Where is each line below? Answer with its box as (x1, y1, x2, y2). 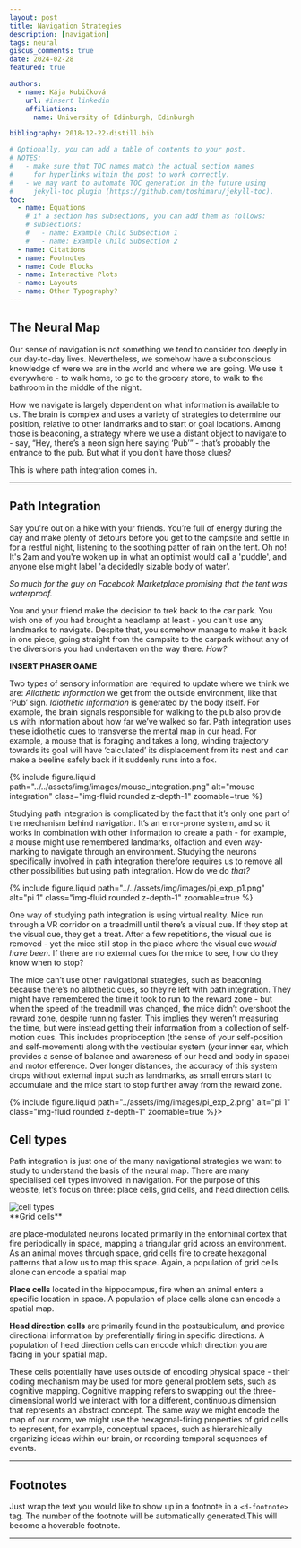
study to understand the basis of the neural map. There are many (9, 1165, 250, 1176)
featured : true (9, 64, 66, 73)
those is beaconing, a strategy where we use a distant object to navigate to (9, 428, 287, 439)
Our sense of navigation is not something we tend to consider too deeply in (9, 344, 287, 354)
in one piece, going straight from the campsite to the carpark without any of (9, 633, 289, 644)
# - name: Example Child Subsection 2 (25, 237, 178, 246)
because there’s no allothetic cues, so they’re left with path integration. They (9, 984, 291, 995)
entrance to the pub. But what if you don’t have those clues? (9, 447, 232, 457)
